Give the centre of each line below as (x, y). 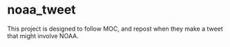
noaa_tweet (41, 10)
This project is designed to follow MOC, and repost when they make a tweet (115, 29)
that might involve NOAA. (43, 35)
